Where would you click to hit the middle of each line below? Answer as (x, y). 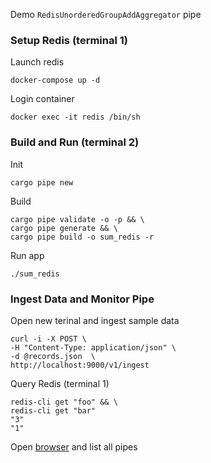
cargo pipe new (42, 182)
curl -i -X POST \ (48, 339)
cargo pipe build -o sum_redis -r (82, 237)
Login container (42, 99)
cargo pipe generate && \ (64, 228)
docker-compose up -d (55, 80)
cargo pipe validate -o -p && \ (77, 219)
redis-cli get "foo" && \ (64, 402)
